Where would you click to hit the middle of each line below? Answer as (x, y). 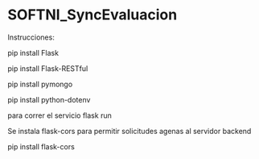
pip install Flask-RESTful (48, 68)
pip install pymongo (40, 84)
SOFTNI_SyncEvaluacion (92, 15)
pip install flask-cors (41, 146)
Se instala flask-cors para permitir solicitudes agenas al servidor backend (129, 131)
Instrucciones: (31, 37)
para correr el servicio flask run (60, 115)
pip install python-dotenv (49, 99)
